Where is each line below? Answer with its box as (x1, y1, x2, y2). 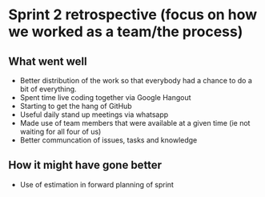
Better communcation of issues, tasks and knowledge (19, 135, 198, 145)
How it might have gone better (8, 159, 163, 172)
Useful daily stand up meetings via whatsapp (19, 110, 169, 119)
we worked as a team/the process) (8, 22, 243, 41)
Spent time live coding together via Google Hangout (19, 93, 191, 102)
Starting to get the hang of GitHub (19, 102, 132, 111)
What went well (8, 54, 87, 68)
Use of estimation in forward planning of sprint (19, 179, 175, 189)
